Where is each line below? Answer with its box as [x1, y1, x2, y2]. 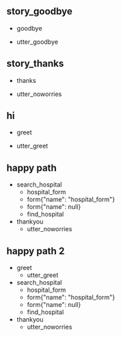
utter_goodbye [16, 38, 58, 46]
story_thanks [6, 58, 64, 70]
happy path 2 [6, 245, 65, 257]
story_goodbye [6, 6, 73, 17]
